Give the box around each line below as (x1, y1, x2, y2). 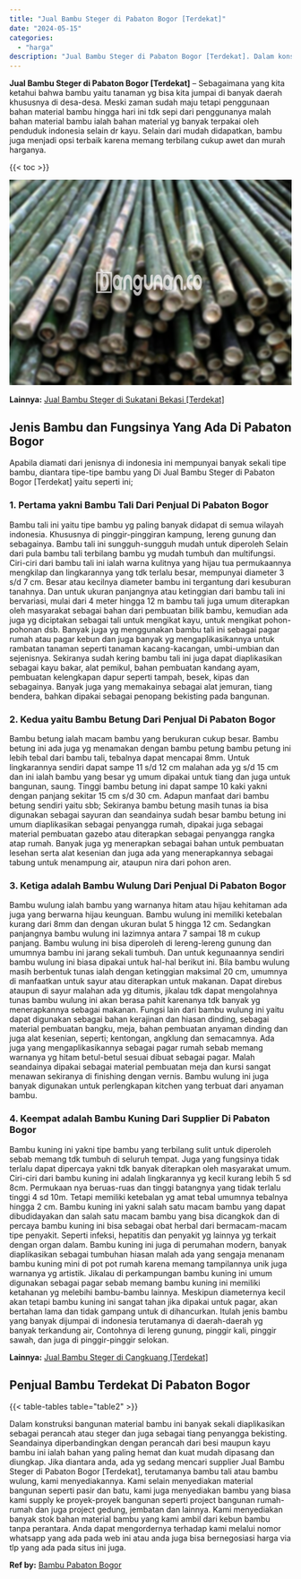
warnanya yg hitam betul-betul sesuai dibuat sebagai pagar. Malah (9, 1052, 255, 1063)
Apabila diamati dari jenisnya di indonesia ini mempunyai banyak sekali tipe (9, 458, 287, 468)
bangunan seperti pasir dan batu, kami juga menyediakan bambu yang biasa (9, 1485, 291, 1496)
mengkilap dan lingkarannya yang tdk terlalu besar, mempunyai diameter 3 (9, 567, 285, 578)
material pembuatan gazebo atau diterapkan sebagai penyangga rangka (9, 828, 275, 839)
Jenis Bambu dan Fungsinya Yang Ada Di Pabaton (9, 420, 292, 435)
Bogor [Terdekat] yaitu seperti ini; (9, 476, 133, 487)
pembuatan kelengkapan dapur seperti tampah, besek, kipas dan (9, 672, 250, 682)
